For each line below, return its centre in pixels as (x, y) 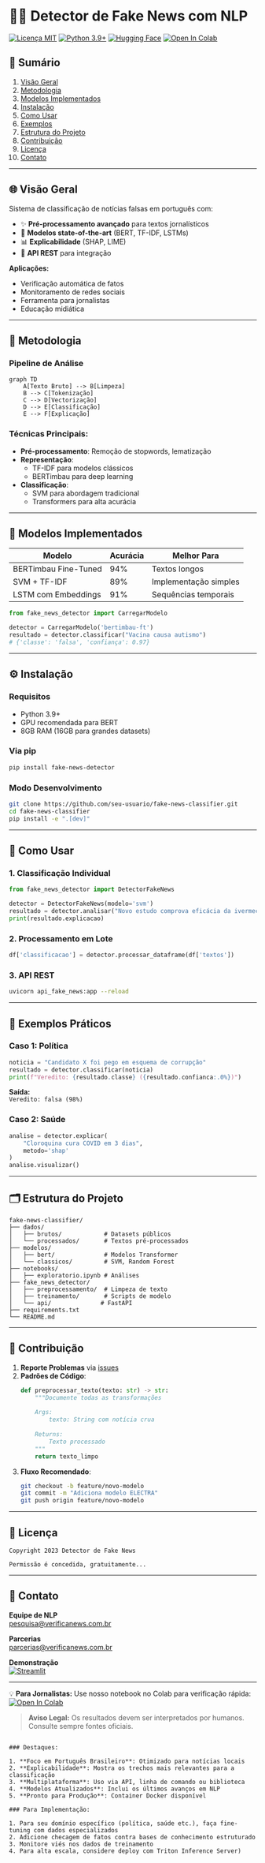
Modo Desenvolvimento (55, 787)
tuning (20, 1830)
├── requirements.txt (44, 1310)
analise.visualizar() (44, 1165)
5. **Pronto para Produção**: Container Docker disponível (108, 1796)
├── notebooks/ (34, 1268)
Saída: (20, 1092)
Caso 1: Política (39, 1046)
